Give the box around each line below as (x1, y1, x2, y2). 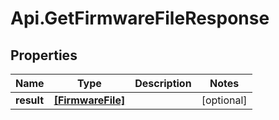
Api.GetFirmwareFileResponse (10, 7, 270, 30)
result (15, 93, 45, 107)
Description (134, 77, 192, 90)
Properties (10, 47, 78, 64)
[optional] (201, 93, 248, 107)
